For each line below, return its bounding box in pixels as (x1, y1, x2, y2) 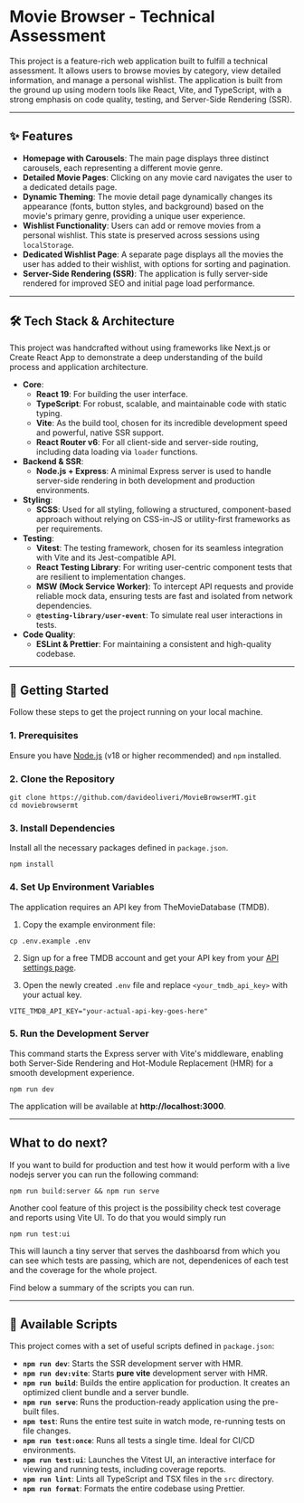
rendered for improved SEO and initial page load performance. (22, 278, 255, 289)
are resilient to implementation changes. (35, 571, 186, 582)
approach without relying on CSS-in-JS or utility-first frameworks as (35, 513, 291, 524)
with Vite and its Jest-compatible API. (35, 552, 176, 563)
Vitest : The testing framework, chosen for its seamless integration (35, 542, 284, 553)
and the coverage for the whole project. (9, 1264, 157, 1275)
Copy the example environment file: (22, 918, 156, 929)
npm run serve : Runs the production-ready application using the (22, 1396, 261, 1408)
